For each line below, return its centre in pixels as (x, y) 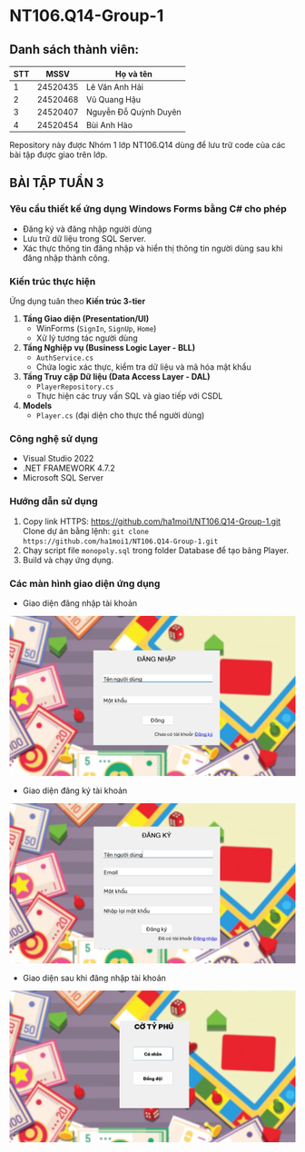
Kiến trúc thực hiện (53, 281)
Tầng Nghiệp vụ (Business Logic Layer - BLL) (109, 347)
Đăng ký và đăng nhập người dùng (87, 229)
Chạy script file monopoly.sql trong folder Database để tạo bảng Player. (155, 550)
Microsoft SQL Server (63, 478)
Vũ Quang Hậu (113, 99)
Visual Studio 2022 (58, 459)
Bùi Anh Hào (109, 124)
